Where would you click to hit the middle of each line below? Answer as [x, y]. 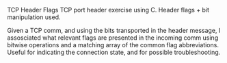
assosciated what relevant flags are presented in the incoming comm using [113, 38]
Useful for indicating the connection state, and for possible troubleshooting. [114, 52]
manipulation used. [34, 17]
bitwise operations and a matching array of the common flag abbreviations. [113, 45]
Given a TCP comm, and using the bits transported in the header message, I [114, 30]
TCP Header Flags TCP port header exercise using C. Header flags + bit [108, 10]
